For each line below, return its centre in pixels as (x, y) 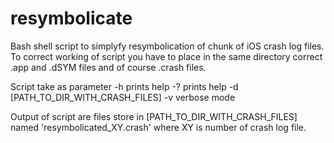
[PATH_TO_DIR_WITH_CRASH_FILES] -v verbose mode (123, 97)
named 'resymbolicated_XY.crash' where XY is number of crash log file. (158, 127)
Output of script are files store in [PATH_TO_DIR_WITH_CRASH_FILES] (154, 116)
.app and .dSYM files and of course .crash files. (108, 67)
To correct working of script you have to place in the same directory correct (166, 56)
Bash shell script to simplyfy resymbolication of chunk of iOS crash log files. (167, 46)
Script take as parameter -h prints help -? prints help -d (124, 86)
